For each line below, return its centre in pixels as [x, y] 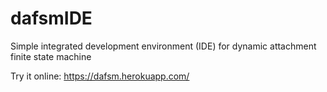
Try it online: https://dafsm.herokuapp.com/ [100, 76]
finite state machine [51, 56]
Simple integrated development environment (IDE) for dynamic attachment [163, 46]
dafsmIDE [51, 18]
